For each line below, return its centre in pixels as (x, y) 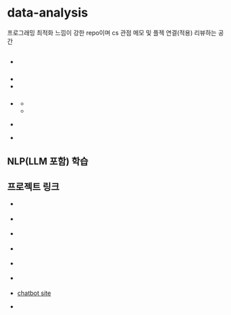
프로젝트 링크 (33, 187)
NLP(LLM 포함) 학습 (48, 161)
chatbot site (34, 293)
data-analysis (48, 13)
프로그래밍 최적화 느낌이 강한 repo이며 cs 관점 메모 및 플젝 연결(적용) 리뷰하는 (112, 32)
